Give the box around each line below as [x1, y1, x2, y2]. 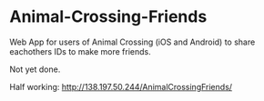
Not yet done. [9, 64, 61, 75]
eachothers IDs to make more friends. [9, 45, 152, 56]
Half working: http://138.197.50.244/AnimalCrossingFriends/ [9, 81, 233, 92]
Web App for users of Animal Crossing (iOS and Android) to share [9, 36, 256, 47]
